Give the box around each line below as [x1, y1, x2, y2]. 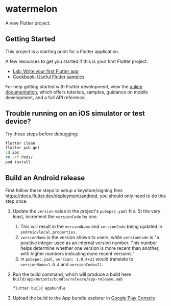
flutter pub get [5, 145, 40, 151]
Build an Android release [5, 174, 85, 182]
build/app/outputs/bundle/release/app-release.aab [12, 276, 123, 281]
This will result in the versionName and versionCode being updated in [20, 223, 162, 229]
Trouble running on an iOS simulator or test [5, 109, 145, 118]
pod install [5, 159, 31, 165]
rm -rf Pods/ [5, 155, 33, 160]
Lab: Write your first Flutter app [12, 68, 79, 74]
